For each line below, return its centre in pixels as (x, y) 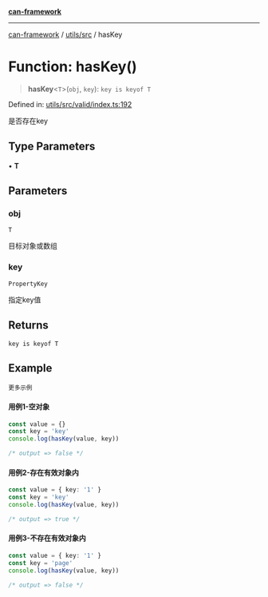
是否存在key (28, 121)
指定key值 (25, 300)
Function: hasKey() (73, 67)
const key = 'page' (41, 563)
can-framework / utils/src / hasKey (65, 34)
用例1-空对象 (29, 406)
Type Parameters (52, 147)
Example (30, 368)
